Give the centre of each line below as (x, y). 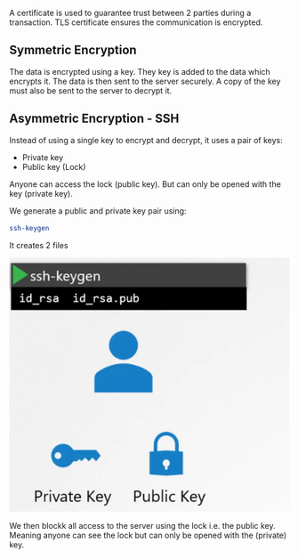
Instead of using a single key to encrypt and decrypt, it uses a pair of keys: (146, 140)
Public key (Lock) (54, 166)
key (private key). (41, 193)
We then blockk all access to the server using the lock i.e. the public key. (142, 526)
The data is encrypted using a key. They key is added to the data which (140, 71)
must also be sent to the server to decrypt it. (91, 90)
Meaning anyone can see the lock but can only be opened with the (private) (148, 535)
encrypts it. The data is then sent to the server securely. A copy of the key (145, 81)
